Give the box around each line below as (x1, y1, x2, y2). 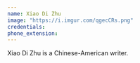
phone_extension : (7, 29, 58, 37)
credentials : (7, 23, 46, 30)
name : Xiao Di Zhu (7, 10, 61, 17)
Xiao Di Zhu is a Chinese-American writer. (7, 49, 129, 57)
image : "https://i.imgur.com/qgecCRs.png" (7, 17, 134, 24)
